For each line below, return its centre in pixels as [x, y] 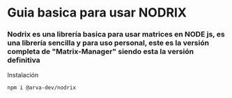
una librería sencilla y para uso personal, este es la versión [108, 43]
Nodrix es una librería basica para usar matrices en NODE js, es [116, 35]
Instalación [23, 75]
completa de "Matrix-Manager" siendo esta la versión [100, 52]
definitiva [24, 60]
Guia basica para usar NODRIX [97, 13]
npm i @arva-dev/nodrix [42, 88]
